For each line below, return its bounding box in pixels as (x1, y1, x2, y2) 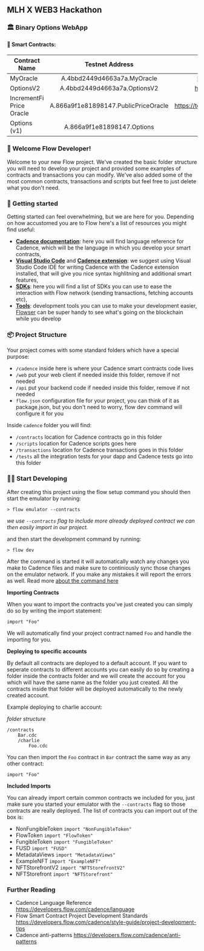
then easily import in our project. (7, 523, 88, 530)
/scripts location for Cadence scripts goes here (15, 440, 137, 447)
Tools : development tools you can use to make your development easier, (15, 302, 197, 310)
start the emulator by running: (7, 495, 81, 502)
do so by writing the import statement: (7, 607, 102, 614)
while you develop (15, 315, 62, 322)
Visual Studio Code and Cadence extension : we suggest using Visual (15, 257, 191, 265)
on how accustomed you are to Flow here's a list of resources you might (7, 220, 187, 227)
